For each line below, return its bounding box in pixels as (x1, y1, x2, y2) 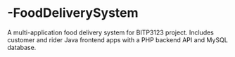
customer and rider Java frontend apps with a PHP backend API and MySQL (7, 35, 229, 44)
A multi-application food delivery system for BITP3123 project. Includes (7, 28, 215, 37)
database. (7, 43, 37, 51)
